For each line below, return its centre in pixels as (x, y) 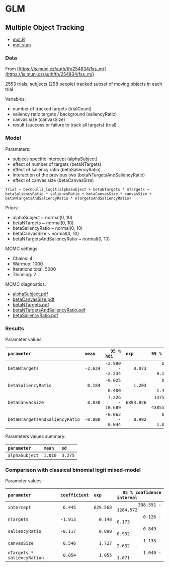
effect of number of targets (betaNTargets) (57, 164)
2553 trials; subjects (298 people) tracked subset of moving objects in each (84, 84)
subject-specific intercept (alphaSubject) (55, 159)
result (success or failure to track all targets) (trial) (64, 125)
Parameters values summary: (35, 436)
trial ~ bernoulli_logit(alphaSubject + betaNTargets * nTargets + (77, 190)
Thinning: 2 (24, 274)
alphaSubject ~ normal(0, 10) (43, 217)
